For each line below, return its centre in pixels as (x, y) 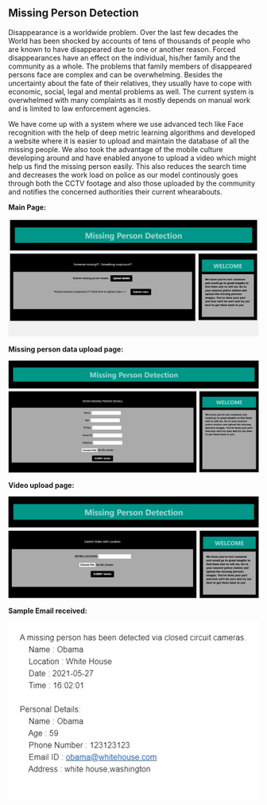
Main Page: (27, 207)
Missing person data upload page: (66, 349)
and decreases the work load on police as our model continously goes (123, 175)
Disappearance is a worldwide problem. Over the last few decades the (123, 32)
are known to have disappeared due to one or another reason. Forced (122, 49)
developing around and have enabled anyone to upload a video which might (132, 158)
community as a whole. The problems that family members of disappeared (130, 66)
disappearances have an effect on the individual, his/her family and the (124, 57)
